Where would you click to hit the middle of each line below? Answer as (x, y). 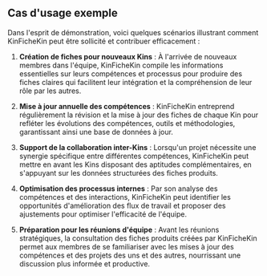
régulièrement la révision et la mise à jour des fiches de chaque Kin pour (138, 115)
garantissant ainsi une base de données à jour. (96, 132)
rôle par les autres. (50, 91)
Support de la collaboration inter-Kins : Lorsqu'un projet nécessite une (138, 147)
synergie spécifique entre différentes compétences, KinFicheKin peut (134, 156)
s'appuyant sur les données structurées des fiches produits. (118, 172)
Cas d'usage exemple (63, 13)
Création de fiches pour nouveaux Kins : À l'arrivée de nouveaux (128, 56)
